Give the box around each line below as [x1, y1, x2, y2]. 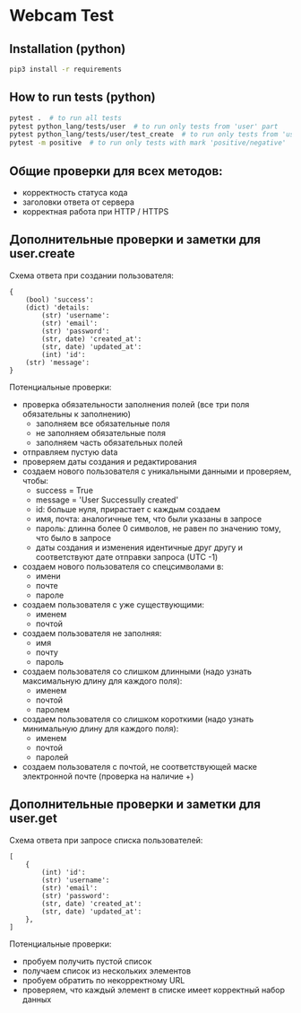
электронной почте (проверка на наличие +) [21, 771, 194, 782]
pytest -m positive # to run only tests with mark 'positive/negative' [9, 138, 287, 148]
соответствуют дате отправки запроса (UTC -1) [35, 551, 219, 562]
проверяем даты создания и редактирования [21, 456, 197, 467]
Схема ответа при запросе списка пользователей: [9, 834, 203, 845]
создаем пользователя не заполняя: [21, 627, 162, 638]
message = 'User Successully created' [35, 494, 179, 505]
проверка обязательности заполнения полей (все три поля [21, 398, 250, 409]
